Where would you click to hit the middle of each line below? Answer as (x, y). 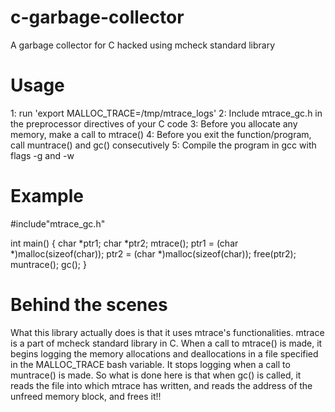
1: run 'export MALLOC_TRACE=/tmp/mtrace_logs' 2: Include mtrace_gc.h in (166, 113)
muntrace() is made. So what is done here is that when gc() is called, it (156, 375)
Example (47, 196)
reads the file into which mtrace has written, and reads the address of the (161, 385)
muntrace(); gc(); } (48, 264)
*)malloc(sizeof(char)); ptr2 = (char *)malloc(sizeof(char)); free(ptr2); (153, 253)
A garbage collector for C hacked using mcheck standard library (143, 45)
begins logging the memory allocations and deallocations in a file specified (164, 353)
